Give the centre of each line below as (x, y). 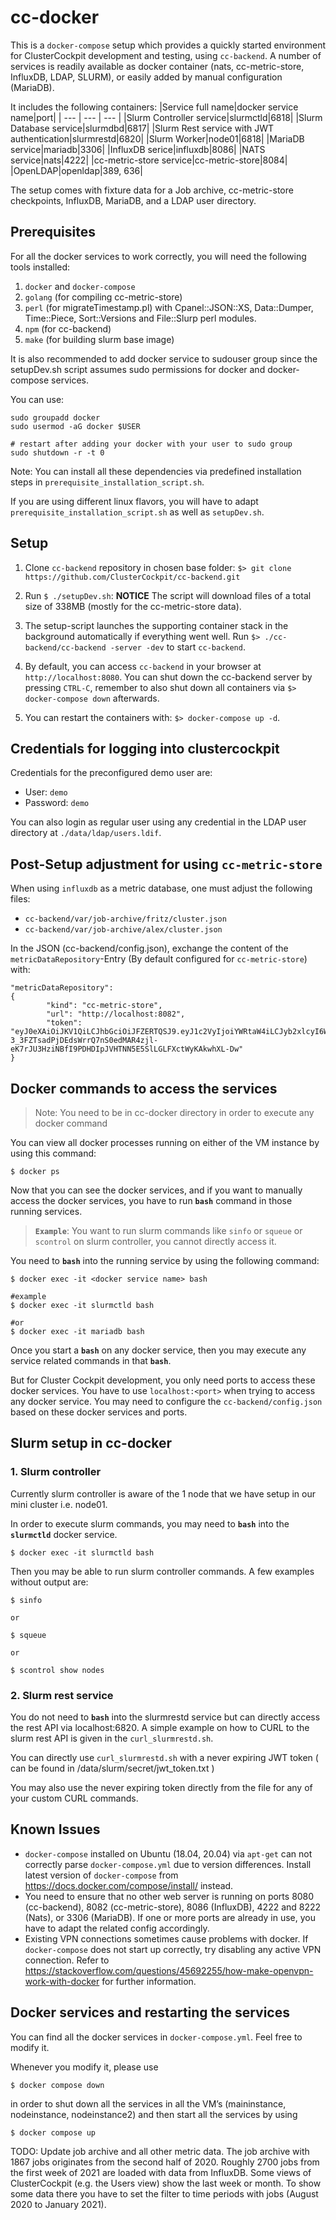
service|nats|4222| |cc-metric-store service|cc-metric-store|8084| (149, 160)
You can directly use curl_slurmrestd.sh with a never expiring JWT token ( (164, 1757)
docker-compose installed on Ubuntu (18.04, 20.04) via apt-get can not (168, 1853)
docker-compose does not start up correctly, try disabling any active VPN (173, 1949)
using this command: (53, 1153)
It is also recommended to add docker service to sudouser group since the (164, 358)
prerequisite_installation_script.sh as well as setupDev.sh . (137, 512)
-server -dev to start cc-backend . (177, 647)
